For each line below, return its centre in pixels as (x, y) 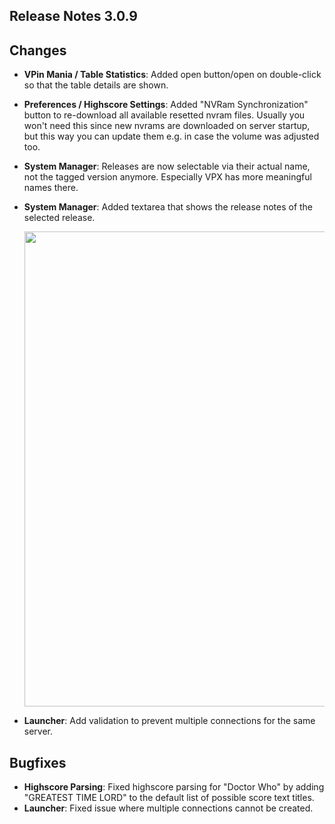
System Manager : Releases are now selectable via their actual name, (167, 166)
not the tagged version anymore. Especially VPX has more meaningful (167, 177)
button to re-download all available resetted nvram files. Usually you (164, 115)
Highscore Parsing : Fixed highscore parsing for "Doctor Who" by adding (174, 787)
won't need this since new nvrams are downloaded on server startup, (167, 126)
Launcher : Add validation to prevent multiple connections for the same (169, 721)
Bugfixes (38, 762)
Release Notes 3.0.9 (73, 16)
